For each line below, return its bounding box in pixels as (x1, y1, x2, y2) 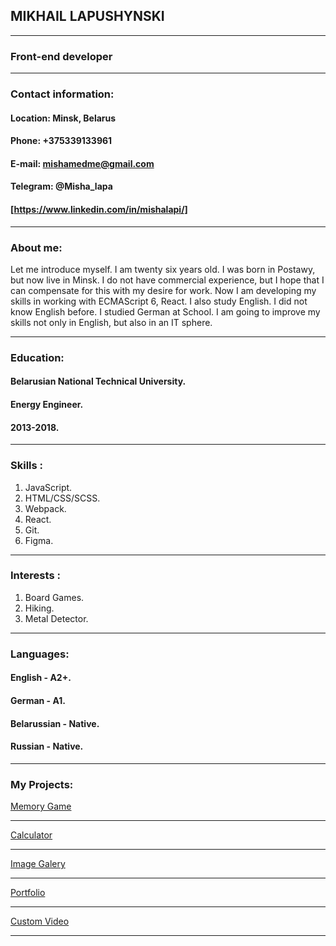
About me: (10, 240, 63, 254)
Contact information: (10, 87, 115, 101)
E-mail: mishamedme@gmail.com (10, 157, 155, 169)
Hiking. (24, 602, 55, 614)
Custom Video (10, 915, 70, 928)
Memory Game (10, 800, 72, 813)
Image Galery (10, 858, 66, 870)
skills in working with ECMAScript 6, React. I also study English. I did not (10, 295, 308, 307)
